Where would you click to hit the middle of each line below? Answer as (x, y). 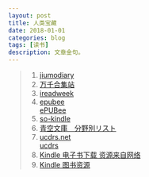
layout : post (30, 15)
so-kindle (55, 119)
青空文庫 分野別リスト (78, 128)
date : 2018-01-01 (37, 30)
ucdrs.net (55, 137)
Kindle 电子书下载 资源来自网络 (90, 155)
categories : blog (37, 38)
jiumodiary (57, 75)
